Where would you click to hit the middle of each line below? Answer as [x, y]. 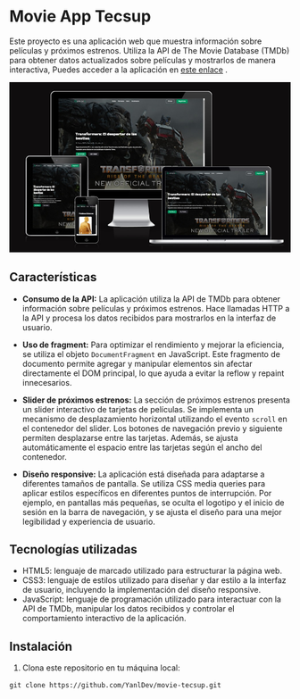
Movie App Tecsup [80, 17]
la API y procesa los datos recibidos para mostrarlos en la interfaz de [149, 318]
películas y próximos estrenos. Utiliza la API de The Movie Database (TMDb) [150, 50]
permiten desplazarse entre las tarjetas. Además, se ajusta [130, 437]
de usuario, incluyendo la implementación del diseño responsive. [142, 590]
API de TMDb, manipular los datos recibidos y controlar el [128, 609]
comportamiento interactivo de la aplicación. [104, 619]
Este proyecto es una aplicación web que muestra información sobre [136, 41]
